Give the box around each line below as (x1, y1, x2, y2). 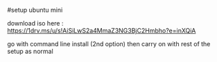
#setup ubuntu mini (7, 6, 63, 14)
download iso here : (7, 19, 64, 27)
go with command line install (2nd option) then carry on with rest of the (7, 40, 211, 48)
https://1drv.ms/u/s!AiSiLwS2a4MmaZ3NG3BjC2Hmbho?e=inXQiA (7, 27, 196, 34)
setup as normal (7, 48, 53, 55)
